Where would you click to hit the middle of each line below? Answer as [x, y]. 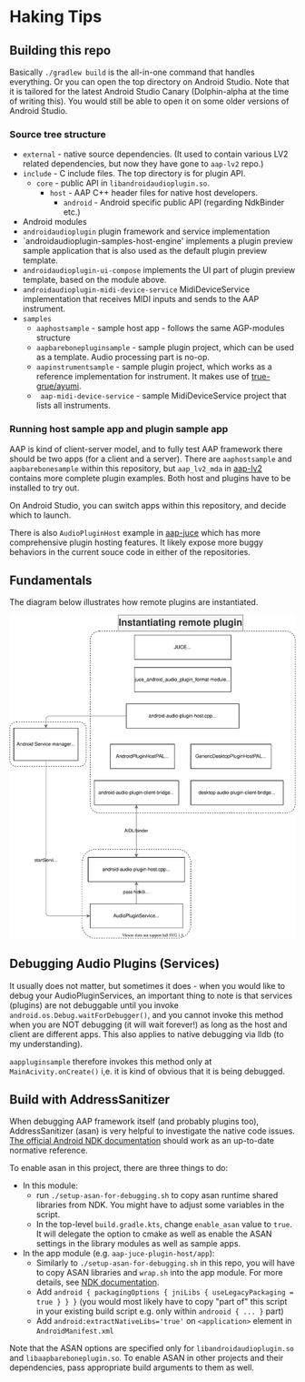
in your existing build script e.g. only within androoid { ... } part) [160, 1311]
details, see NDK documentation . [98, 1282]
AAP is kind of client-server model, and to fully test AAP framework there [146, 449]
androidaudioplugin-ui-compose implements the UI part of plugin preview [159, 270]
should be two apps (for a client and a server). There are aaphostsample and [151, 459]
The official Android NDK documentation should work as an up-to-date [142, 1141]
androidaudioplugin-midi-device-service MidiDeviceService [136, 289]
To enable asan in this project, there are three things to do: [119, 1168]
